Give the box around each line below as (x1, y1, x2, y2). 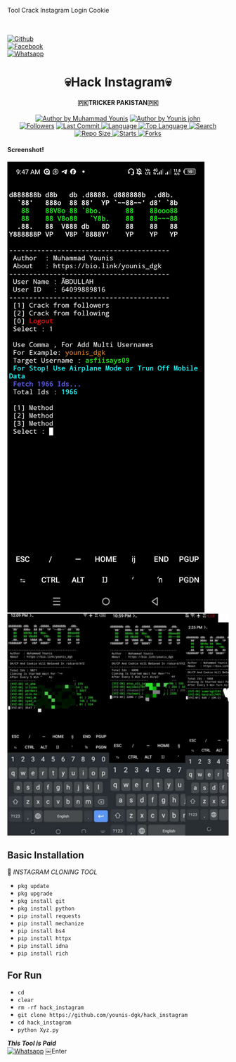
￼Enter (45, 1047, 67, 1056)
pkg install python (17, 905, 75, 913)
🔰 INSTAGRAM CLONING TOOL (7, 868, 98, 876)
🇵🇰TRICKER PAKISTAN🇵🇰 (77, 98, 159, 106)
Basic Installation (7, 849, 84, 861)
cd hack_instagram (17, 1019, 72, 1027)
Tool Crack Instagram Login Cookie (7, 6, 110, 14)
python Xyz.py (17, 1027, 59, 1034)
